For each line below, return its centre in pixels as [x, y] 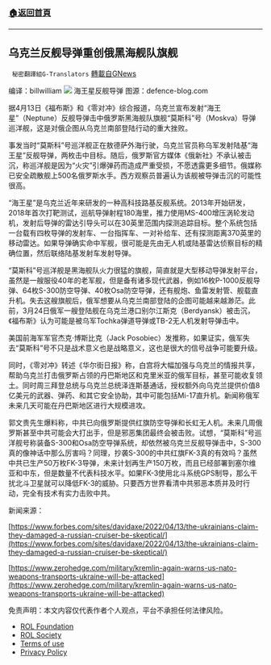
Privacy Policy [44, 652]
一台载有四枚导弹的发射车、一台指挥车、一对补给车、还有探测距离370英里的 [135, 233]
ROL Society [41, 635]
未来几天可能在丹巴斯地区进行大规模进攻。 [79, 406]
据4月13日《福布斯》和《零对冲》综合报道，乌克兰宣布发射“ [108, 108]
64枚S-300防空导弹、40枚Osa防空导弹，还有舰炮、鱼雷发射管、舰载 [137, 291]
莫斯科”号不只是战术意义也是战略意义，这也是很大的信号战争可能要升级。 [140, 348]
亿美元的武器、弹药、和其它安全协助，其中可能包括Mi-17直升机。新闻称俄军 [134, 395]
